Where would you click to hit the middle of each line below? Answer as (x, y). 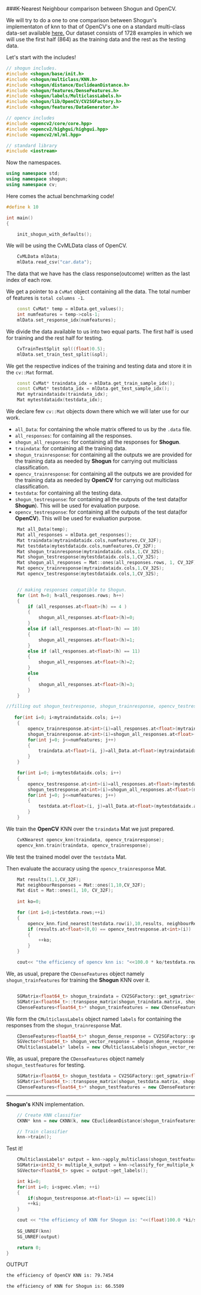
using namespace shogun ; (37, 179)
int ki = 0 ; (29, 1181)
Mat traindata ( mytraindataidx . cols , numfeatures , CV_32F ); (89, 540)
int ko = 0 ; (29, 902)
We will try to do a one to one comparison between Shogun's (82, 20)
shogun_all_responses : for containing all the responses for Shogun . (98, 442)
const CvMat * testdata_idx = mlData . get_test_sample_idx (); (93, 389)
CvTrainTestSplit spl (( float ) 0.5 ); (61, 349)
